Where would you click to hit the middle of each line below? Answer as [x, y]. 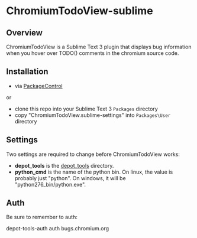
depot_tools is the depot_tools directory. [64, 165]
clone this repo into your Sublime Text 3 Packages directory [86, 109]
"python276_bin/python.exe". [50, 184]
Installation [27, 72]
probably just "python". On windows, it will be [70, 178]
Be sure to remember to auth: [42, 217]
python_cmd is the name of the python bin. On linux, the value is [94, 172]
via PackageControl [39, 86]
